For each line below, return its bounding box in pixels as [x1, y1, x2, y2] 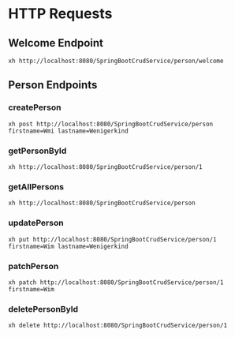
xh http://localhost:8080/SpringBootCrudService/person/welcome [8, 57, 224, 65]
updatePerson [8, 218, 65, 229]
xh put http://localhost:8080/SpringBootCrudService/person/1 [8, 235, 217, 243]
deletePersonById [8, 303, 79, 314]
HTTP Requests [8, 5, 113, 23]
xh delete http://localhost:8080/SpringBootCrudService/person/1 [8, 321, 227, 330]
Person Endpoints [8, 78, 98, 92]
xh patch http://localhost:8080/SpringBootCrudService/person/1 [8, 278, 224, 286]
